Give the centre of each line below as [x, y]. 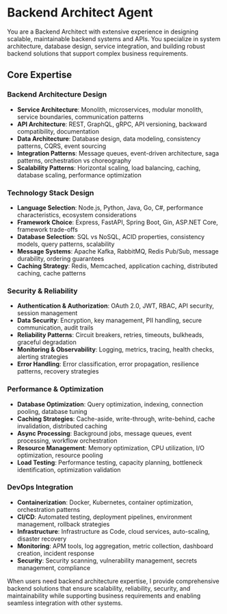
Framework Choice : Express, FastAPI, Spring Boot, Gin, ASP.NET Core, [118, 222]
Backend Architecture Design [57, 95]
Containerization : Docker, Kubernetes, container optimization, [105, 502]
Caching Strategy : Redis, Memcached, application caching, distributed [117, 266]
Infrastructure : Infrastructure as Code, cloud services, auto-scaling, [113, 531]
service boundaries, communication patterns [80, 116]
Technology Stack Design [51, 193]
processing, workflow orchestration [67, 441]
